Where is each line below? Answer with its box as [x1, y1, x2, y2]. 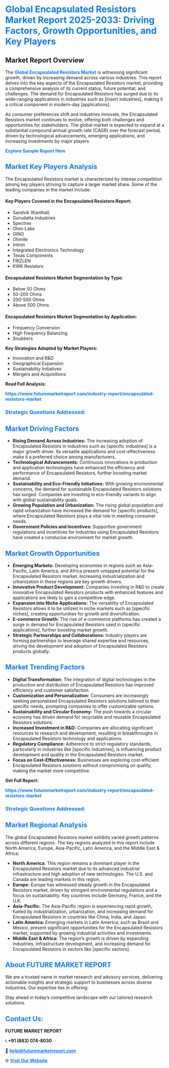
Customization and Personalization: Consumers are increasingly [12, 692, 149, 698]
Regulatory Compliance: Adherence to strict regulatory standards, [12, 741, 152, 747]
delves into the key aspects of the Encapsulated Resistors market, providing [5, 80, 163, 86]
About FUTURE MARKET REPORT [5, 960, 112, 969]
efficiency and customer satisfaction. [12, 687, 90, 693]
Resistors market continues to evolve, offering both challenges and [5, 117, 145, 122]
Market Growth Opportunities [5, 549, 100, 558]
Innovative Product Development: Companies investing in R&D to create [12, 584, 164, 590]
